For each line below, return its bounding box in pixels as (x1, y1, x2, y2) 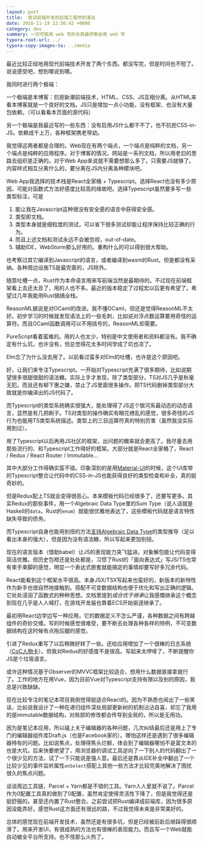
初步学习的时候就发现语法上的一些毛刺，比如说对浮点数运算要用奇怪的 (16, 312, 192, 319)
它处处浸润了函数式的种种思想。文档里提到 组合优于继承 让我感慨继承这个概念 (6, 591, 197, 599)
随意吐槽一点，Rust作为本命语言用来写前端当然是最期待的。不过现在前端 (6, 276, 187, 284)
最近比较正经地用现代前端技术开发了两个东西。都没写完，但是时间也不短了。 (6, 60, 197, 67)
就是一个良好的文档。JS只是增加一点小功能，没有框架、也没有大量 (27, 101, 193, 108)
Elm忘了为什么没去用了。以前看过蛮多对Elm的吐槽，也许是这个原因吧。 (6, 353, 184, 361)
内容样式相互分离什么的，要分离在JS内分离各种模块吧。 (6, 164, 145, 172)
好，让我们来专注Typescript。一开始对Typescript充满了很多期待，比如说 (6, 366, 187, 373)
